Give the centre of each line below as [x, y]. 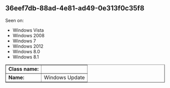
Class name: [24, 69]
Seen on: [15, 20]
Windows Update [64, 77]
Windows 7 [24, 41]
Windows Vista [28, 30]
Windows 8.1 [26, 57]
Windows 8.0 [26, 51]
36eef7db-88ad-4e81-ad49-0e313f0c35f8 [75, 8]
